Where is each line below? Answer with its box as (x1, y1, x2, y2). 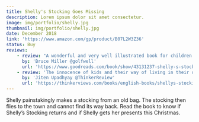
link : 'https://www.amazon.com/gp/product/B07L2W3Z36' (6, 36, 145, 42)
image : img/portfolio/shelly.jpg (6, 20, 89, 25)
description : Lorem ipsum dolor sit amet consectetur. (6, 14, 145, 20)
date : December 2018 (6, 31, 57, 37)
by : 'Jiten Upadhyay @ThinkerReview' (21, 75, 115, 81)
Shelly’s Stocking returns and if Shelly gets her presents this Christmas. (6, 109, 181, 116)
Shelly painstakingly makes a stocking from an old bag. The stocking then (6, 97, 187, 104)
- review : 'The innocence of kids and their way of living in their (17, 69, 190, 75)
